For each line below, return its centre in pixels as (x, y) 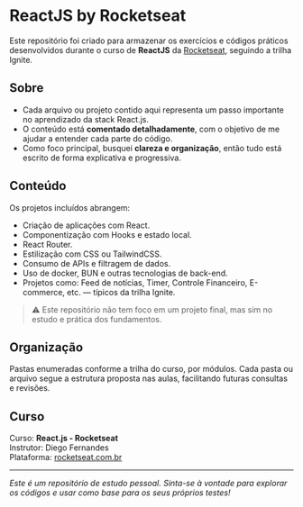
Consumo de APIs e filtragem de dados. (96, 263)
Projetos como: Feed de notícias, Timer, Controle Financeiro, (135, 282)
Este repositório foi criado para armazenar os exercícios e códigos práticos (149, 41)
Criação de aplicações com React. (86, 225)
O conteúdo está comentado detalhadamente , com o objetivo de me (151, 129)
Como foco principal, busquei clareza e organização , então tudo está (152, 148)
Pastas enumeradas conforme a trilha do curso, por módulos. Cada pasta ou (151, 369)
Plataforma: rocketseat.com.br (66, 457)
